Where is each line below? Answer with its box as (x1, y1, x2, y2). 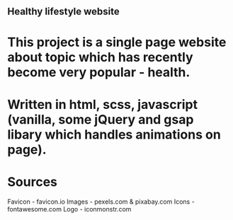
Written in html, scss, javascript (7, 96, 198, 112)
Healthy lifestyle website (7, 6, 120, 18)
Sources (7, 173, 58, 190)
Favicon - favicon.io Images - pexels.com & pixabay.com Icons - (7, 197, 195, 206)
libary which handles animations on (7, 127, 221, 142)
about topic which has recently (7, 49, 193, 65)
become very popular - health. (7, 64, 191, 80)
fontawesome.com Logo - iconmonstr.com (7, 204, 132, 213)
